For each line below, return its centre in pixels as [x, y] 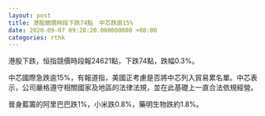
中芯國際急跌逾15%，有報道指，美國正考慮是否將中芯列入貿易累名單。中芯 [129, 78]
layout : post [30, 15]
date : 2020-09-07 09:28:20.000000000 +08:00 [83, 30]
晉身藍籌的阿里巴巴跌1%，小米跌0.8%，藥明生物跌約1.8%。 [106, 104]
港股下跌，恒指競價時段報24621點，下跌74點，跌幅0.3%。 [104, 61]
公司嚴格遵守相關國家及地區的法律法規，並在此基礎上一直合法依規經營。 [140, 88]
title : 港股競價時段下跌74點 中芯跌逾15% [71, 23]
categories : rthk [37, 37]
